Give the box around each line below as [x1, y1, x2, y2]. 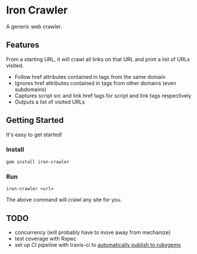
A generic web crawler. [6, 23, 62, 30]
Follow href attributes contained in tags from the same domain [14, 73, 166, 80]
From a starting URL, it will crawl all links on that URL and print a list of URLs [6, 55, 190, 62]
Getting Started [6, 115, 64, 125]
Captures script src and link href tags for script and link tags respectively [14, 92, 192, 99]
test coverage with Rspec [14, 235, 76, 242]
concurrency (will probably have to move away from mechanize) [14, 229, 171, 236]
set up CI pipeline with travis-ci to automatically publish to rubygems [14, 241, 181, 248]
